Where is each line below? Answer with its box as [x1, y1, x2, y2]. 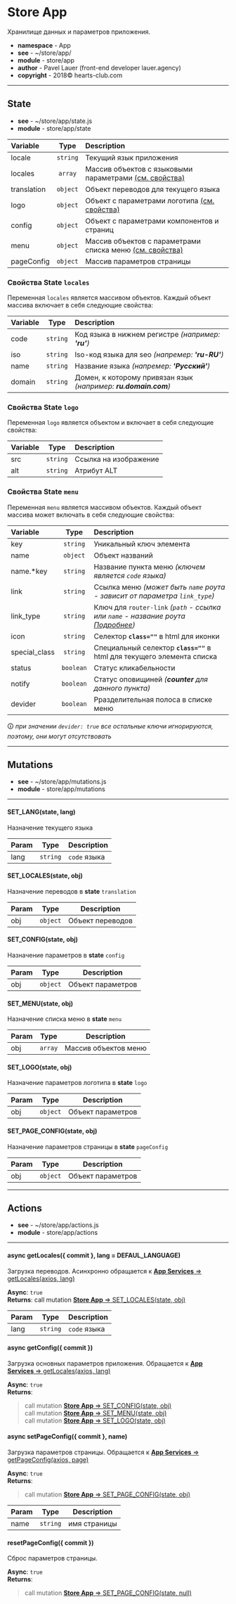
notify [11, 679, 30, 688]
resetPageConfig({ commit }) [7, 1538, 94, 1547]
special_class [11, 647, 55, 657]
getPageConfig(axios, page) [7, 1456, 89, 1464]
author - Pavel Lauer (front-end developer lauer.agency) [17, 63, 181, 72]
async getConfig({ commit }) [7, 1344, 93, 1352]
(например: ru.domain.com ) [74, 381, 171, 391]
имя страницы [67, 1519, 117, 1529]
